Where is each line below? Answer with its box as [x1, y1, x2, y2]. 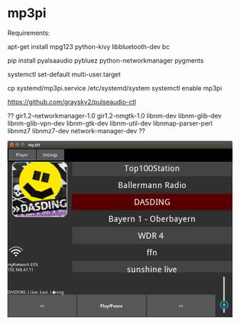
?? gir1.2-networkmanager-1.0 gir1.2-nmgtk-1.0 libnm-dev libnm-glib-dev [7, 111, 222, 120]
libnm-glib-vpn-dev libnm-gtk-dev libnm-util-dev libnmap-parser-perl [7, 119, 213, 128]
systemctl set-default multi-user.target [7, 70, 121, 78]
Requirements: [7, 29, 50, 37]
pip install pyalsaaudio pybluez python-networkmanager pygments [7, 56, 204, 65]
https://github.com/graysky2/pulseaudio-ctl [7, 98, 136, 106]
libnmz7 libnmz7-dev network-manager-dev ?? [7, 126, 146, 135]
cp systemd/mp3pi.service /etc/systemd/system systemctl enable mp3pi [7, 83, 223, 92]
